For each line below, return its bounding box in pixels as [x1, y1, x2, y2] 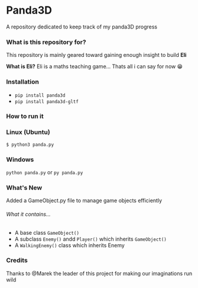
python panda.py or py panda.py [6, 169, 83, 176]
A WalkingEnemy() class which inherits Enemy [14, 241, 125, 249]
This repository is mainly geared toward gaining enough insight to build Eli [6, 52, 187, 59]
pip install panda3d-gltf [14, 98, 79, 104]
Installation [6, 78, 40, 86]
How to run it [6, 112, 44, 120]
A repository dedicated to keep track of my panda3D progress [6, 23, 158, 30]
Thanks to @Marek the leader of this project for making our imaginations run [6, 270, 193, 277]
